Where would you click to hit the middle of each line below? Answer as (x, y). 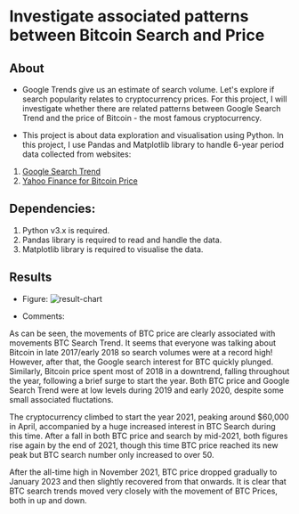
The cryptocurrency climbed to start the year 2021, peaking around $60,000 (149, 417)
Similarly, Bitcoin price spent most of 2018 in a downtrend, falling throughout (149, 371)
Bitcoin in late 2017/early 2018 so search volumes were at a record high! (141, 352)
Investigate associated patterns (129, 16)
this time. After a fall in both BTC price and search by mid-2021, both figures (149, 436)
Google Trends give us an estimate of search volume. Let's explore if (148, 90)
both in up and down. (48, 500)
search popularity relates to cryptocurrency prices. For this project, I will (154, 99)
